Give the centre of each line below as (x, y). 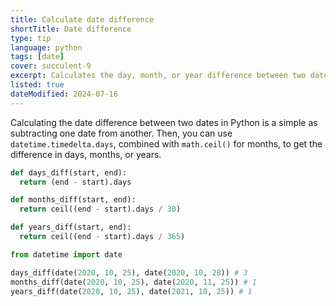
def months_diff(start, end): (73, 200)
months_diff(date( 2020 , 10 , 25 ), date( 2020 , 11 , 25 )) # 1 (133, 282)
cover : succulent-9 (51, 66)
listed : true (37, 85)
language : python (46, 47)
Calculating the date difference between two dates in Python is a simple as (164, 122)
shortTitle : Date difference (71, 29)
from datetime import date (66, 254)
